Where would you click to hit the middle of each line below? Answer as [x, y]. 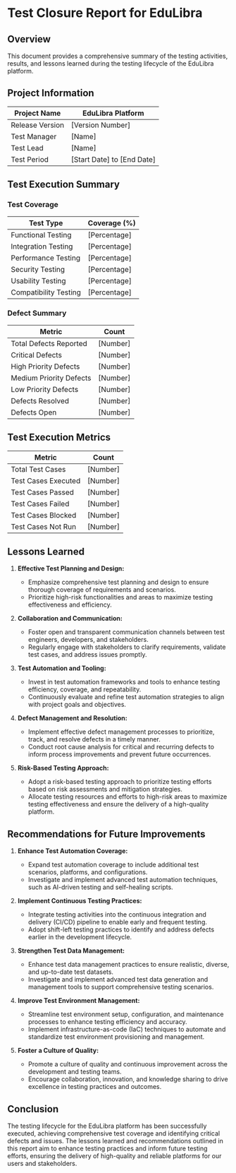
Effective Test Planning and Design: [71, 568]
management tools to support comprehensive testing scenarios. [121, 987]
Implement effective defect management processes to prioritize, [121, 732]
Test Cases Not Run [43, 526]
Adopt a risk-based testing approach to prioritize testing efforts [120, 782]
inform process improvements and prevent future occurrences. [119, 754]
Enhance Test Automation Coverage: [73, 851]
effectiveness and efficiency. [70, 605]
